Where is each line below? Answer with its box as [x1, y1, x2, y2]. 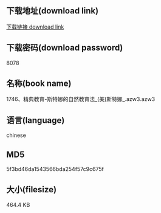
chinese [6, 131, 26, 139]
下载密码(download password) [6, 43, 123, 53]
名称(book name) [6, 79, 72, 89]
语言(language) [6, 115, 65, 125]
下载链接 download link [6, 23, 64, 30]
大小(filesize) [6, 184, 57, 195]
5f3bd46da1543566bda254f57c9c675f [6, 166, 104, 173]
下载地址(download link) [6, 5, 99, 16]
